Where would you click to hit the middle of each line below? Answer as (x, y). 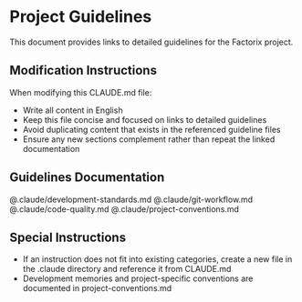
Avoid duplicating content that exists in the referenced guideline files (151, 129)
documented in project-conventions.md (97, 288)
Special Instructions (68, 237)
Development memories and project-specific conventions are (138, 278)
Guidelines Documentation (87, 178)
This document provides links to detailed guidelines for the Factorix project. (151, 42)
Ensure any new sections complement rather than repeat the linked (149, 139)
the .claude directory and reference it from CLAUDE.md (127, 269)
